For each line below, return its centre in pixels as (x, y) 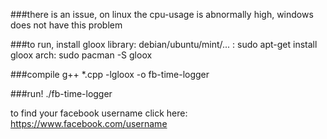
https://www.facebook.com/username (89, 123)
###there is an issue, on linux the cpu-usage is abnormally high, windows (162, 14)
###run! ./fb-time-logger (61, 93)
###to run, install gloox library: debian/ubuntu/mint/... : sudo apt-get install (164, 44)
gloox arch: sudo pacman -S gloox (81, 55)
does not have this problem (66, 25)
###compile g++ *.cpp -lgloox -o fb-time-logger (110, 74)
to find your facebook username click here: (99, 113)
